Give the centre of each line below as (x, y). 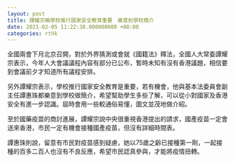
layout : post (26, 14)
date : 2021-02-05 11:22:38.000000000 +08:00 (73, 27)
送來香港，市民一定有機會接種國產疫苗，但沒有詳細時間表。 (93, 128)
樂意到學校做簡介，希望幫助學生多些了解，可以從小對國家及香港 (136, 95)
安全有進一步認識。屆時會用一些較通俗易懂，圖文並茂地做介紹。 (99, 104)
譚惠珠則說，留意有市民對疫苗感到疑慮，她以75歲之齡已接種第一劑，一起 (112, 143)
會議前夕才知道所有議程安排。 (56, 72)
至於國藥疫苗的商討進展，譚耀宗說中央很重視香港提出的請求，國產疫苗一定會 (117, 119)
